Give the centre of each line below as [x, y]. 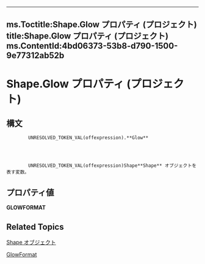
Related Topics [35, 227]
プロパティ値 [30, 192]
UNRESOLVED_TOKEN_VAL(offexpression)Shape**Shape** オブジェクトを [113, 166]
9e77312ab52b [35, 56]
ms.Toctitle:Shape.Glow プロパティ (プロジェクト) [102, 25]
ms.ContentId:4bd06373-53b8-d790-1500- [92, 46]
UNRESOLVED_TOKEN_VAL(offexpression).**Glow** [88, 138]
